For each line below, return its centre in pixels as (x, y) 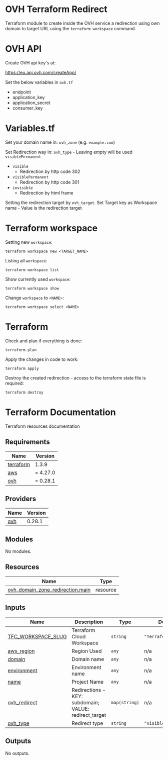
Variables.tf (30, 128)
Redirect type (87, 723)
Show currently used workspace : (38, 279)
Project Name (88, 682)
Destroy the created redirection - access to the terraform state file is (75, 377)
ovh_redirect (22, 702)
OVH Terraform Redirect (56, 9)
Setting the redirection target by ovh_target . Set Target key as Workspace (81, 203)
